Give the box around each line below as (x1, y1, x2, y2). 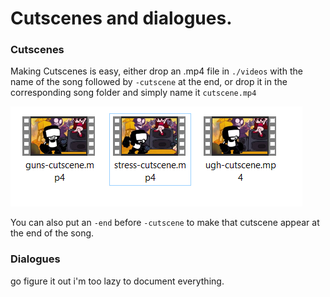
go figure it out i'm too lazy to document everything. (10, 275, 225, 287)
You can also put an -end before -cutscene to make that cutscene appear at (10, 217, 320, 229)
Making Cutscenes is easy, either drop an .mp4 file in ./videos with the (10, 65, 303, 77)
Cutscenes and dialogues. (10, 7, 233, 30)
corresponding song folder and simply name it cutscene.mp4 (10, 87, 257, 99)
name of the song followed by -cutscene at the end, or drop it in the (10, 76, 288, 88)
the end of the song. (10, 227, 95, 239)
